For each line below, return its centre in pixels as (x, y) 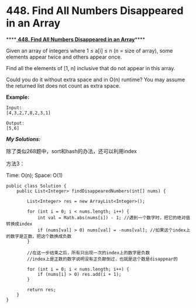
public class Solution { (36, 186)
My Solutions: (23, 139)
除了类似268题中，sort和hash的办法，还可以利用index (72, 151)
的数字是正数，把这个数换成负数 (39, 236)
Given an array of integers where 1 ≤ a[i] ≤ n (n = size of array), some (90, 50)
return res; (42, 290)
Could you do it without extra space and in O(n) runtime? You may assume (96, 79)
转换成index (19, 224)
